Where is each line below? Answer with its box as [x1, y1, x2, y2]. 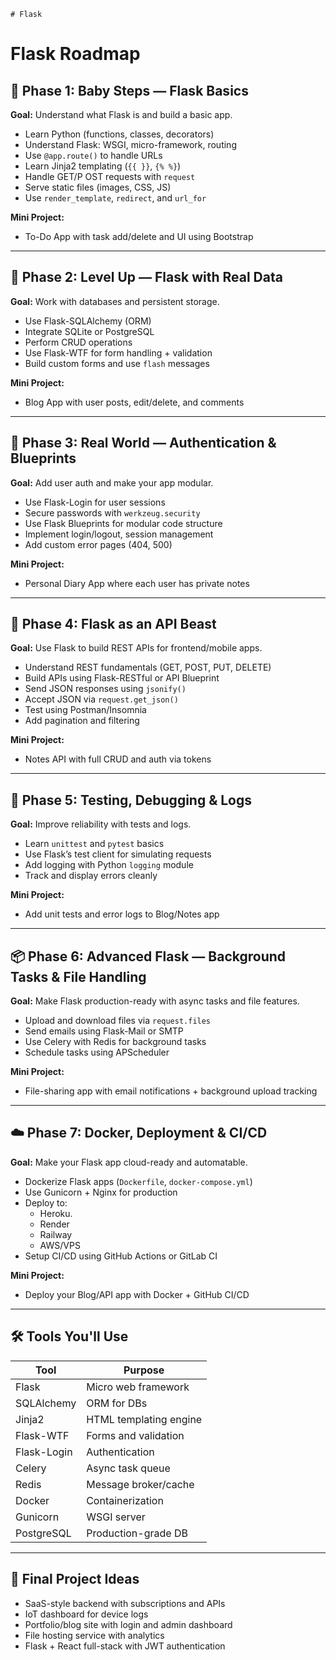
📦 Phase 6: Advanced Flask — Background [10, 948, 287, 965]
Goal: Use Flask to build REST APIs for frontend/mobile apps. [10, 642, 263, 654]
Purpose [123, 1363, 165, 1377]
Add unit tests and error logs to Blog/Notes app [24, 908, 220, 920]
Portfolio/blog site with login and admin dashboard [24, 1618, 233, 1630]
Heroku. [39, 1207, 73, 1219]
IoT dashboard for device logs [24, 1608, 149, 1620]
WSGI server [86, 1510, 146, 1524]
